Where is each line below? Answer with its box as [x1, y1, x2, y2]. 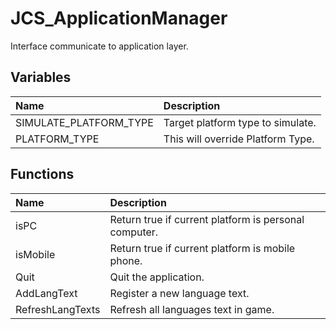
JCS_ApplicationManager [10, 7, 228, 30]
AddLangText [15, 286, 78, 300]
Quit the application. [109, 270, 205, 284]
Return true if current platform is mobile [109, 241, 296, 255]
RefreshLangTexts [15, 302, 101, 316]
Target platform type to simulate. [163, 115, 317, 129]
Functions [10, 166, 75, 183]
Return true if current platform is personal [109, 212, 305, 226]
